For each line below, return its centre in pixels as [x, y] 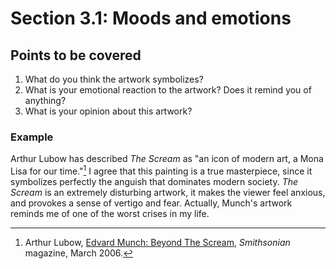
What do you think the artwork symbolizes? [114, 79]
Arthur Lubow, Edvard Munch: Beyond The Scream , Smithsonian [157, 242]
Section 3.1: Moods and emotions [151, 18]
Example [32, 137]
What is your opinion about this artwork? [108, 111]
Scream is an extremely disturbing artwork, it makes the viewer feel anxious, [168, 192]
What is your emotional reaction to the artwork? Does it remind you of [168, 90]
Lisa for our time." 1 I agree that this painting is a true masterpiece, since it [161, 170]
